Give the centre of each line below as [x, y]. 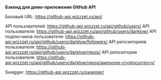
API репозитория [119, 52]
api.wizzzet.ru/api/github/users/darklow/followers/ [56, 42]
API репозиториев [128, 42]
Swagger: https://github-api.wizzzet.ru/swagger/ [55, 72]
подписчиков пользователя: [35, 37]
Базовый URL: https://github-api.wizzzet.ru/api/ [54, 16]
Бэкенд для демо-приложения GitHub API [50, 7]
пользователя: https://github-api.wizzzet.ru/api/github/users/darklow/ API [81, 31]
